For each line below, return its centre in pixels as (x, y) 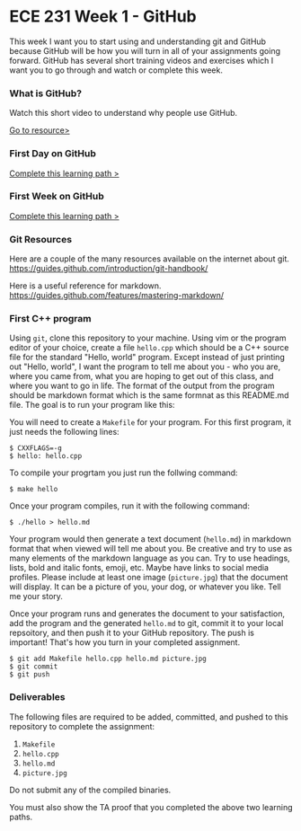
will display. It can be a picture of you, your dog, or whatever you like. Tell (145, 587)
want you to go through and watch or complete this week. (116, 70)
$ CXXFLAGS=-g (36, 448)
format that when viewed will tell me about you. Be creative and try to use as (151, 549)
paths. (21, 817)
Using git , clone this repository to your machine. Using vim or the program (148, 338)
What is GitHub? (46, 93)
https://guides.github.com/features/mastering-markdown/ (117, 296)
